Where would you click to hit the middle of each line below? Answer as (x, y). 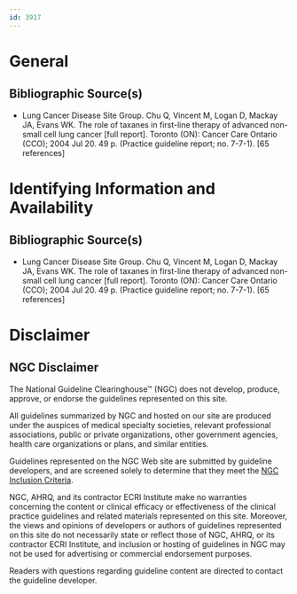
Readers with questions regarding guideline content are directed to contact (146, 571)
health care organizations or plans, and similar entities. (109, 443)
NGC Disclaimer (54, 367)
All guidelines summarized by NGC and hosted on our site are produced (141, 415)
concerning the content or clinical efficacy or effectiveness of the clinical (143, 506)
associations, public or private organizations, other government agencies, (144, 434)
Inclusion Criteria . (41, 480)
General (39, 61)
